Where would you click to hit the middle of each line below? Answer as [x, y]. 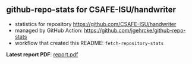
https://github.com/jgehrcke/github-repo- [135, 30]
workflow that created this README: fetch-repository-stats [89, 43]
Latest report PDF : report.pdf [42, 54]
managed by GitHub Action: [49, 30]
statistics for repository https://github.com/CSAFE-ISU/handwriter [95, 24]
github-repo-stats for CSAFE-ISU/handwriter [91, 10]
